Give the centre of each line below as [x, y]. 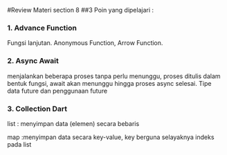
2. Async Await [33, 61]
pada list [19, 144]
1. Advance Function [42, 28]
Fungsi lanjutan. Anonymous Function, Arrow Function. [85, 43]
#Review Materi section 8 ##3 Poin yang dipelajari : [81, 10]
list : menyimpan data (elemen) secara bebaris [73, 123]
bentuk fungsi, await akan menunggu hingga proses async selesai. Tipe [109, 83]
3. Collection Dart [37, 109]
